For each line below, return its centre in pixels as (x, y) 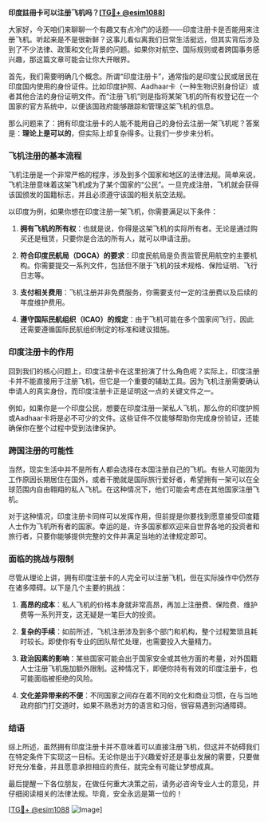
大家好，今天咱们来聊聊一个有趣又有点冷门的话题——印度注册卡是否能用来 (130, 30)
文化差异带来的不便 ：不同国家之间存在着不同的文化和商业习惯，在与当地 (138, 696)
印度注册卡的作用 (41, 352)
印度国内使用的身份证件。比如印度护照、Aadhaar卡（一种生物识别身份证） (130, 86)
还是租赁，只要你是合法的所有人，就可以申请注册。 (111, 239)
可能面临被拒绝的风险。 (58, 678)
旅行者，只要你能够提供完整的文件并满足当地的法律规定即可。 (110, 536)
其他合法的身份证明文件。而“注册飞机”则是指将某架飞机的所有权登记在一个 (137, 96)
